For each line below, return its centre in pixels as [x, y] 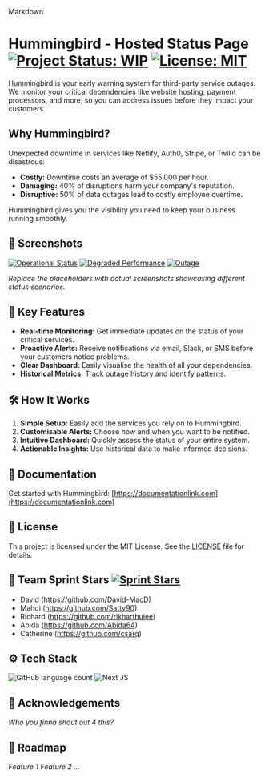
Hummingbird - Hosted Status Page [129, 44]
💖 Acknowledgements [64, 703]
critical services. [47, 340]
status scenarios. [37, 287]
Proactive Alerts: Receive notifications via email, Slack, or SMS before [137, 349]
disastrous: [27, 161]
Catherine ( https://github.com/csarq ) [81, 633]
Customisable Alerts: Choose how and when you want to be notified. [135, 432]
